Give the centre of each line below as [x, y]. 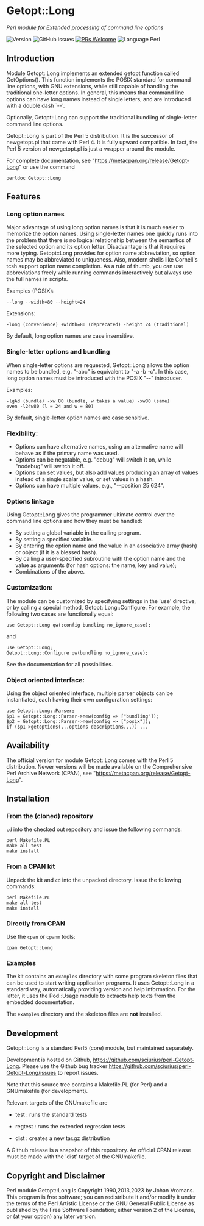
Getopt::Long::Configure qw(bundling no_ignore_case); [77, 653]
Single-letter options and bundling [58, 352]
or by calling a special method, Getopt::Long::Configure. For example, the [98, 607]
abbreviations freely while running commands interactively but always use [99, 273]
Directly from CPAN [36, 923]
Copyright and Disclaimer [56, 1176]
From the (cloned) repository [50, 816]
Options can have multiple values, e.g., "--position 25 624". [90, 486]
